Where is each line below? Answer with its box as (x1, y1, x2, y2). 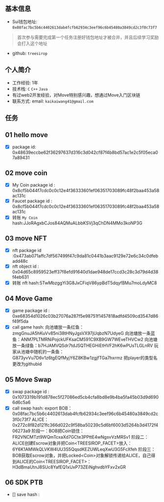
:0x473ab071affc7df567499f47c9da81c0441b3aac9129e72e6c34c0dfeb (12, 252, 159, 259)
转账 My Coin (12, 214, 38, 220)
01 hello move (5, 131, 48, 139)
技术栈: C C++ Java (12, 85, 48, 92)
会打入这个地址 (17, 40, 47, 46)
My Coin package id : (12, 182, 55, 188)
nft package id (12, 247, 42, 253)
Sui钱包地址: (12, 19, 38, 25)
